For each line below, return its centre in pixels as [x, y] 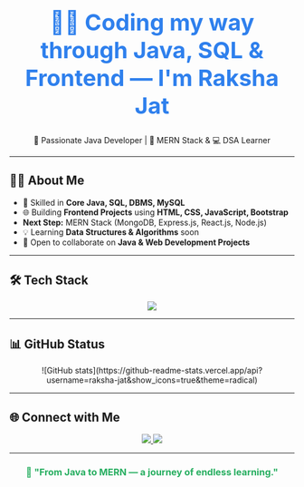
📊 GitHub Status [57, 344]
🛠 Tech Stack [49, 280]
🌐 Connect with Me [65, 417]
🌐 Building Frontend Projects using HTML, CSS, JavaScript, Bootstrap [156, 212]
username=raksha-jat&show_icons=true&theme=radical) [152, 380]
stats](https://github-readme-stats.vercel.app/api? [169, 371]
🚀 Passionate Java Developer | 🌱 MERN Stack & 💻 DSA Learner [152, 140]
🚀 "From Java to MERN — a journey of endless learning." [152, 472]
